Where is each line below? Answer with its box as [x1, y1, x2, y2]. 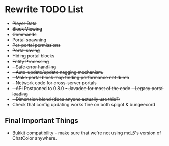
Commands [12, 31, 37, 37]
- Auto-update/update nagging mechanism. [12, 69, 104, 75]
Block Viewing [12, 25, 43, 32]
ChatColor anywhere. [12, 135, 57, 141]
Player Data [12, 20, 37, 26]
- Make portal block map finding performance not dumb [12, 74, 129, 80]
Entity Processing [12, 58, 49, 64]
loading [12, 91, 29, 97]
